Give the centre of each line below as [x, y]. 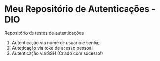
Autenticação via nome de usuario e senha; [56, 42]
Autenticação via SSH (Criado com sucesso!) [57, 53]
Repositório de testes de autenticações [44, 33]
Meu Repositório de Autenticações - [80, 9]
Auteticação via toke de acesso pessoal [52, 48]
